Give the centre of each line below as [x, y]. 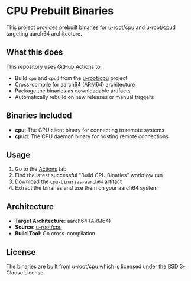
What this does [35, 52]
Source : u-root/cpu [38, 227]
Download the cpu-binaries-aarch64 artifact [68, 181]
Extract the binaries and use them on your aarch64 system [86, 188]
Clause [15, 273]
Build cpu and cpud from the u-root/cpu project [71, 78]
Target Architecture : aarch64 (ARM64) [63, 221]
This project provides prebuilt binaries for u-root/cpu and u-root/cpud [91, 27]
